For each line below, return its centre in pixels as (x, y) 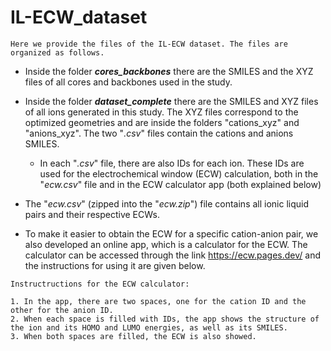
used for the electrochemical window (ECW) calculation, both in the (179, 173)
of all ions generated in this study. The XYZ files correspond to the (161, 112)
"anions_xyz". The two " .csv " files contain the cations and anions (159, 133)
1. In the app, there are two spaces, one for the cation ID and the (158, 301)
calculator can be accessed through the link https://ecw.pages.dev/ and (172, 255)
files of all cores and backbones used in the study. (128, 82)
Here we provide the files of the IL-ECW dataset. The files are (149, 44)
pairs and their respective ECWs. (92, 214)
